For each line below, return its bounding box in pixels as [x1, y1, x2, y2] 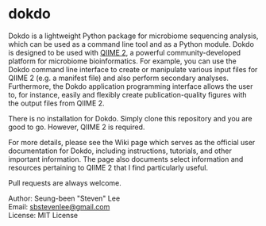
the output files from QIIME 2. [8, 98, 105, 108]
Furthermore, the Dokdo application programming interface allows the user [8, 81, 253, 91]
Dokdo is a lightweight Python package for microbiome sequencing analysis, [8, 31, 259, 40]
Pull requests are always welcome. [8, 178, 121, 187]
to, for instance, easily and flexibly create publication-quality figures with [8, 90, 248, 99]
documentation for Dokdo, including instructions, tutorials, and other [8, 146, 232, 155]
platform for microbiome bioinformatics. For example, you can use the [8, 56, 237, 66]
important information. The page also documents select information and [8, 154, 244, 163]
